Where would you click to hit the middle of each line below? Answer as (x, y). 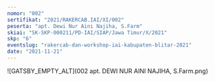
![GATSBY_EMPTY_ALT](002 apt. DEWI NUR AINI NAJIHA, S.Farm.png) (107, 71)
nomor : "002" (26, 13)
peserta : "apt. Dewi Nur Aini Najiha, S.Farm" (75, 26)
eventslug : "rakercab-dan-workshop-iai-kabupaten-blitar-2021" (100, 45)
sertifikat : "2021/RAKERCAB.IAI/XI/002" (66, 20)
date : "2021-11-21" (35, 52)
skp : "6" (20, 39)
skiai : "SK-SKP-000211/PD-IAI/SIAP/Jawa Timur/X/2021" (87, 32)
